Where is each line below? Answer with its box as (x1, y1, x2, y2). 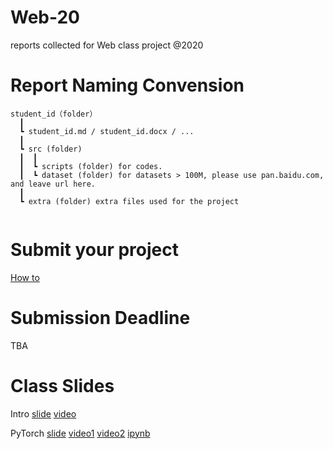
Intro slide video (10, 407, 77, 420)
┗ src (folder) (19, 144, 83, 154)
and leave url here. (10, 179, 97, 189)
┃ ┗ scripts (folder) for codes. (19, 161, 163, 171)
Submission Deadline (10, 307, 191, 329)
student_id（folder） (10, 109, 98, 119)
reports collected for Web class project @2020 (10, 39, 204, 51)
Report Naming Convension (10, 74, 245, 97)
